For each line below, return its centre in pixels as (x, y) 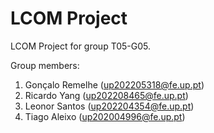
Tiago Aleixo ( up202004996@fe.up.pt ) (105, 116)
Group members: (45, 65)
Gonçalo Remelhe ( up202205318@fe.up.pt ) (114, 84)
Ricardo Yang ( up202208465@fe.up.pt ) (106, 95)
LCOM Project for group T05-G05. (81, 46)
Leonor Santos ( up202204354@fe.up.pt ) (109, 106)
